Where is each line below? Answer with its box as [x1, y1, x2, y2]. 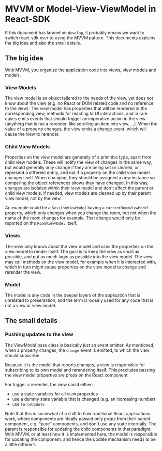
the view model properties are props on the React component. [5, 372, 129, 378]
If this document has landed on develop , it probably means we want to [5, 30, 145, 35]
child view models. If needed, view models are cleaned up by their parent [5, 190, 151, 196]
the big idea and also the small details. [5, 40, 81, 46]
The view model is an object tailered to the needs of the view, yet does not [5, 95, 153, 101]
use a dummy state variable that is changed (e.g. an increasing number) [12, 396, 156, 402]
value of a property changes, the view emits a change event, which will [5, 126, 147, 132]
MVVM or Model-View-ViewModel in [5, 3, 156, 15]
